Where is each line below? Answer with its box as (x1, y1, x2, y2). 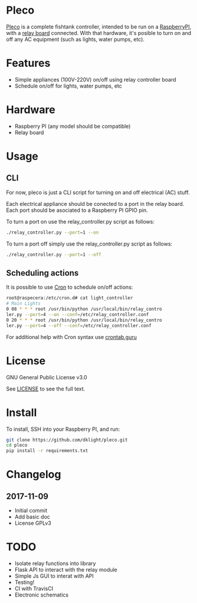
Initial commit (14, 507, 48, 514)
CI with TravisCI (14, 585, 54, 592)
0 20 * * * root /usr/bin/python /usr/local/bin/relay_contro (6, 317, 162, 323)
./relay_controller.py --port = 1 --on (6, 229, 99, 236)
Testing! (14, 579, 35, 586)
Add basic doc (14, 513, 50, 521)
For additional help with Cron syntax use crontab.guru (6, 333, 137, 340)
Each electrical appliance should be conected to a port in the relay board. (6, 200, 185, 207)
